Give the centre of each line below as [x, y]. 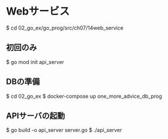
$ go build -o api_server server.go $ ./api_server [64, 130]
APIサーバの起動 [36, 115]
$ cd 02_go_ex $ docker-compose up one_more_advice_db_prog [84, 96]
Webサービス [38, 11]
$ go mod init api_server [35, 62]
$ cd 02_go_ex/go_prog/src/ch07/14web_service [65, 28]
